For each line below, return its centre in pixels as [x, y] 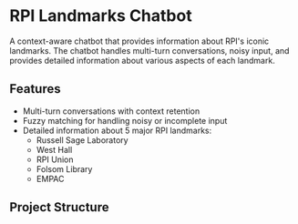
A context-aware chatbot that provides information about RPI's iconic [139, 41]
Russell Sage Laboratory [82, 140]
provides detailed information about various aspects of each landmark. [142, 60]
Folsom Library [64, 168]
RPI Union [55, 159]
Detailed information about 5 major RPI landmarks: [117, 130]
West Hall [54, 149]
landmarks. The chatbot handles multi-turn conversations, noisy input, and [149, 50]
